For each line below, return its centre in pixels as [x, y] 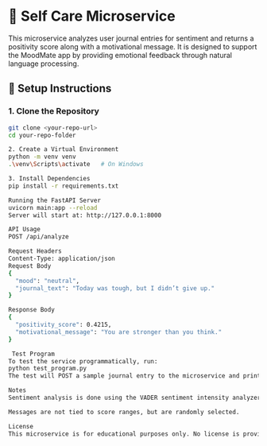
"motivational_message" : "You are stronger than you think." [119, 332]
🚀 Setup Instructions [60, 89]
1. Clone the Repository [54, 111]
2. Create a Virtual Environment [64, 149]
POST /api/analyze [39, 237]
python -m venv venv [43, 157]
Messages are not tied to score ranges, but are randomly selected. [124, 412]
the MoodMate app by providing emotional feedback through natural [120, 55]
